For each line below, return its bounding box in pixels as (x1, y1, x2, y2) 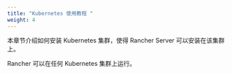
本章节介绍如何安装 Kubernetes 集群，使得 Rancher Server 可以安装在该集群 (7, 36, 225, 45)
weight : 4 (7, 16, 36, 23)
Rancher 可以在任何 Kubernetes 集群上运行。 (7, 59, 136, 67)
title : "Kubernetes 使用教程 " (7, 10, 93, 17)
